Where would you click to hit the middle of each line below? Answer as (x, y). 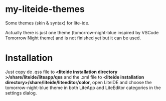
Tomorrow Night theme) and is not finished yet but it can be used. (73, 38)
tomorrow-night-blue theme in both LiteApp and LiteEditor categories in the (83, 88)
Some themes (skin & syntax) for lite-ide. (47, 23)
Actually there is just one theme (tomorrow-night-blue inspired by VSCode (82, 32)
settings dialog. (21, 93)
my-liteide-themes (45, 9)
